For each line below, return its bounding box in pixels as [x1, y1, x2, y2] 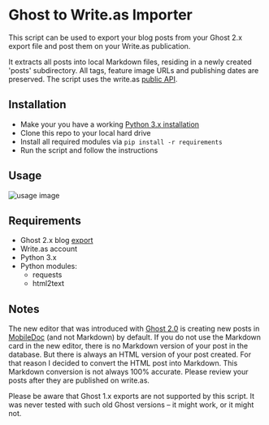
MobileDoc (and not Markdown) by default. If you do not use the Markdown [8, 332, 262, 342]
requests [32, 270, 63, 280]
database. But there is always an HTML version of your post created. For [8, 349, 252, 359]
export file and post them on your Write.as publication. [8, 41, 191, 50]
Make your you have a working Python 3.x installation [20, 119, 200, 129]
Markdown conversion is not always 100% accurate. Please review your [8, 367, 249, 377]
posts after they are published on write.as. [8, 375, 150, 385]
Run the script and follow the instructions [20, 145, 158, 155]
